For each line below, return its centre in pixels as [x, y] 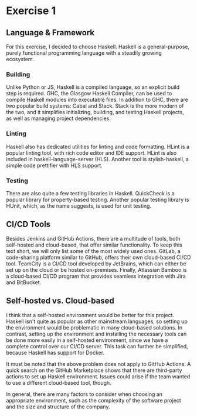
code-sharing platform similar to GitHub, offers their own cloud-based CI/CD [98, 257]
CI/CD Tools [28, 224]
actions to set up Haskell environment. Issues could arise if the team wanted [98, 376]
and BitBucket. [24, 282]
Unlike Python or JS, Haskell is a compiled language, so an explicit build [93, 87]
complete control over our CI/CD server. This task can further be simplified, [97, 346]
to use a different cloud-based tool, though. [59, 382]
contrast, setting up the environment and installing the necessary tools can [96, 334]
